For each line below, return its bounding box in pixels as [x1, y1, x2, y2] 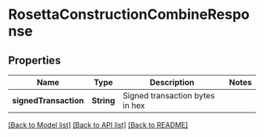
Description [149, 77, 195, 87]
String [91, 95, 115, 106]
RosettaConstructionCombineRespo [8, 6, 250, 24]
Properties [8, 54, 61, 67]
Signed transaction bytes [123, 91, 215, 101]
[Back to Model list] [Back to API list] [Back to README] [8, 120, 189, 129]
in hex [123, 100, 145, 111]
